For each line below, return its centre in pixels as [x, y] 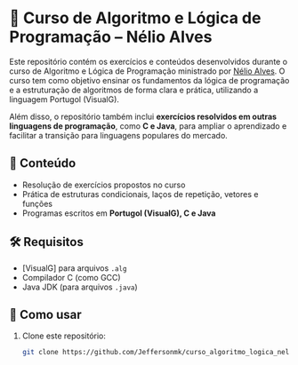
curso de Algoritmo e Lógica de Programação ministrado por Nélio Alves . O [147, 71]
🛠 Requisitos [47, 242]
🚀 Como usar [45, 314]
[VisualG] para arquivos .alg [74, 268]
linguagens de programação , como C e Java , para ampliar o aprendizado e [148, 126]
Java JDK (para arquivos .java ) [80, 287]
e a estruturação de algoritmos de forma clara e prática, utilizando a [134, 90]
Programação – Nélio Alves [111, 37]
